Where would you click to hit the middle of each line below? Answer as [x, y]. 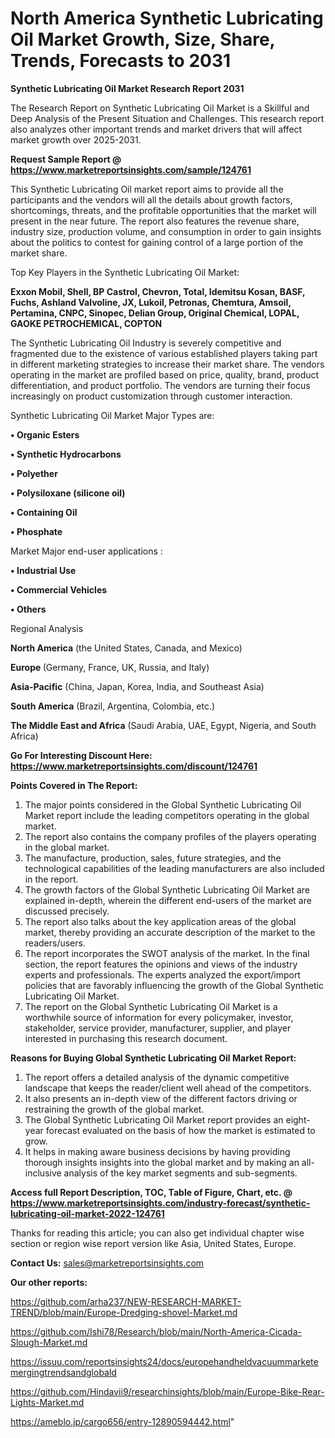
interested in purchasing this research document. [126, 1038]
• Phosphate [36, 531]
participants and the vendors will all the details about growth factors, [151, 199]
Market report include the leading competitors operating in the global [167, 815]
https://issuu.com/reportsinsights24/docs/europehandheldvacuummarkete [164, 1361]
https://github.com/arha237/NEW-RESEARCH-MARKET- [126, 1301]
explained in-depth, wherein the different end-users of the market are [168, 900]
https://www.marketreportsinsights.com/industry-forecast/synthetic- [160, 1203]
